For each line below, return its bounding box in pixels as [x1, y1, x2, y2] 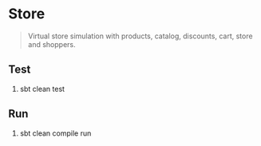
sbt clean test [19, 84, 65, 93]
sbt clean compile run [19, 128, 92, 138]
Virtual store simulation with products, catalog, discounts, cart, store [27, 31, 253, 41]
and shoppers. [27, 39, 76, 49]
